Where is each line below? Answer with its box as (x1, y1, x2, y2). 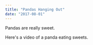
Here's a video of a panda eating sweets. (5, 34, 89, 40)
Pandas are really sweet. (5, 25, 55, 30)
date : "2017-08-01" (5, 12, 45, 16)
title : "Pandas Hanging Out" (5, 7, 65, 12)
